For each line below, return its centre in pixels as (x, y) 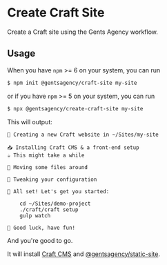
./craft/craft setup (49, 209)
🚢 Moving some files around (48, 167)
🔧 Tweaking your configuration (52, 179)
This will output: (30, 121)
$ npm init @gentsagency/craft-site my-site (72, 83)
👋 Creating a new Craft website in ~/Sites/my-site (83, 135)
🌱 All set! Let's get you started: (58, 191)
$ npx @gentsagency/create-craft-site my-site (75, 108)
